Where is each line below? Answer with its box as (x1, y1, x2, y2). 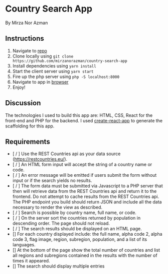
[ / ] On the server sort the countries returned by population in (12, 215, 141, 221)
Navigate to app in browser (12, 79, 69, 85)
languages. (12, 242, 36, 248)
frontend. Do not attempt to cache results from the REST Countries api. (12, 193, 159, 199)
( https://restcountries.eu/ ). (12, 156, 68, 162)
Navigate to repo (12, 47, 48, 53)
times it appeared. (12, 258, 50, 264)
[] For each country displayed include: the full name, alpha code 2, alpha (12, 231, 162, 237)
